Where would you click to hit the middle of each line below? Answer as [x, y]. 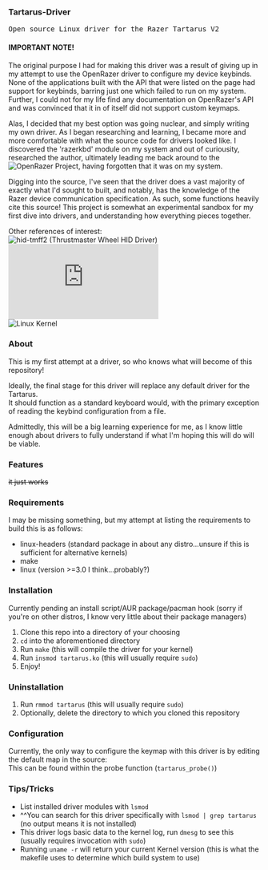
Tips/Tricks [31, 789]
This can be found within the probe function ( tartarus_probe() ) [113, 768]
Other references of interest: [55, 231]
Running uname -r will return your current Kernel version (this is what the [139, 849]
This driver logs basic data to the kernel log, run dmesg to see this [127, 832]
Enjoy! [30, 666]
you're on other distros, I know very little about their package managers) [128, 617]
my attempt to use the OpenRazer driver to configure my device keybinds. [130, 74]
